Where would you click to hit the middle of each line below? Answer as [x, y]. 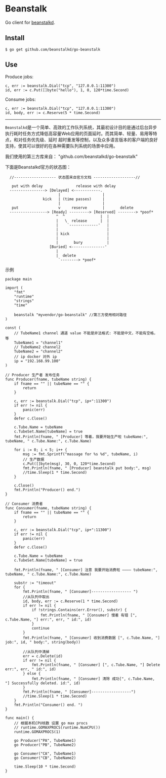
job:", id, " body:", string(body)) [43, 642]
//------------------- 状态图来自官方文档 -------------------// [75, 177]
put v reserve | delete [73, 208]
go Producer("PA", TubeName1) [45, 740]
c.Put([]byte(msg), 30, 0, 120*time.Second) [69, 464]
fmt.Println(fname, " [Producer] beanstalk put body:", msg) [87, 468]
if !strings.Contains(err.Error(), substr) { [79, 610]
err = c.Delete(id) [43, 656]
